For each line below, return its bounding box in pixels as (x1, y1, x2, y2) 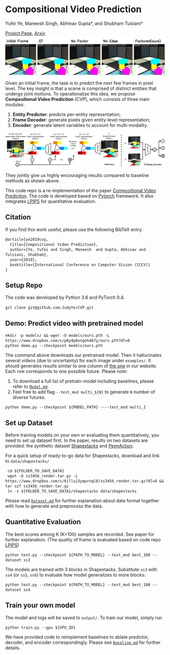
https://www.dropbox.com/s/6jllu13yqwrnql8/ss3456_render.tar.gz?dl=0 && (5, 478, 164, 484)
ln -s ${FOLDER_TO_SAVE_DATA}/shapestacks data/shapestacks (7, 489, 137, 494)
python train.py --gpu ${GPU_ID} (5, 625, 76, 630)
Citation (5, 213, 31, 222)
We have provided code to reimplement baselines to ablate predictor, (5, 634, 149, 640)
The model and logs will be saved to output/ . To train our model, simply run (5, 614, 162, 620)
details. (5, 644, 21, 650)
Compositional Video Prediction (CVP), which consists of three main (5, 96, 150, 102)
